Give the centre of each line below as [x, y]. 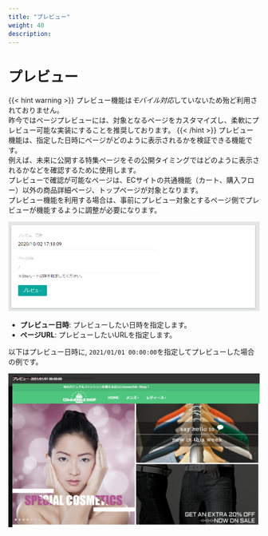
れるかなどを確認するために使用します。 [75, 170]
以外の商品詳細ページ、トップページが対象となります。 [112, 190]
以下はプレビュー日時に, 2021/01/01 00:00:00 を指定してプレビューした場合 [132, 351]
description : [30, 34]
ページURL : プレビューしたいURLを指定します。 [98, 335]
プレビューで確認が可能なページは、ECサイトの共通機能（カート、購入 [124, 181]
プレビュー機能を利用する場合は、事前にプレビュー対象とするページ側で [127, 201]
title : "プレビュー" [39, 17]
